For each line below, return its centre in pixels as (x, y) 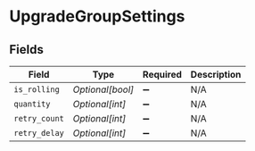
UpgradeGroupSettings (97, 17)
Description (216, 75)
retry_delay (39, 133)
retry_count (39, 118)
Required (162, 75)
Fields (27, 50)
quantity (32, 104)
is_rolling (37, 90)
